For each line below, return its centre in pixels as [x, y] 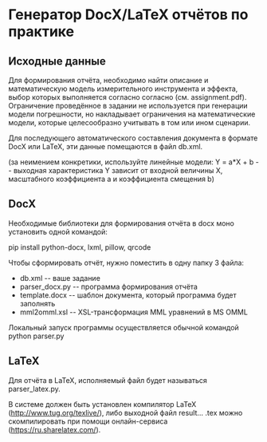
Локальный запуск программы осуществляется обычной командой [124, 327]
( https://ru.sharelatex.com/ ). [55, 429]
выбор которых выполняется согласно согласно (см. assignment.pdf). [128, 97]
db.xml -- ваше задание [60, 278]
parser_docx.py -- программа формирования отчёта [108, 286]
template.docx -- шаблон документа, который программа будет [128, 295]
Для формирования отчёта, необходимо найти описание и [108, 80]
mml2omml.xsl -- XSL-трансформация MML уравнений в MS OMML [134, 312]
